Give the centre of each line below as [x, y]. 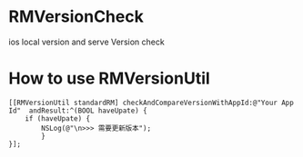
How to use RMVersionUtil [109, 78]
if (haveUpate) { [58, 118]
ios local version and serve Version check [86, 42]
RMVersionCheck [76, 17]
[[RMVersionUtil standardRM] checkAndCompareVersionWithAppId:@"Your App [151, 103]
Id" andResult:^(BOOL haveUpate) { [78, 111]
